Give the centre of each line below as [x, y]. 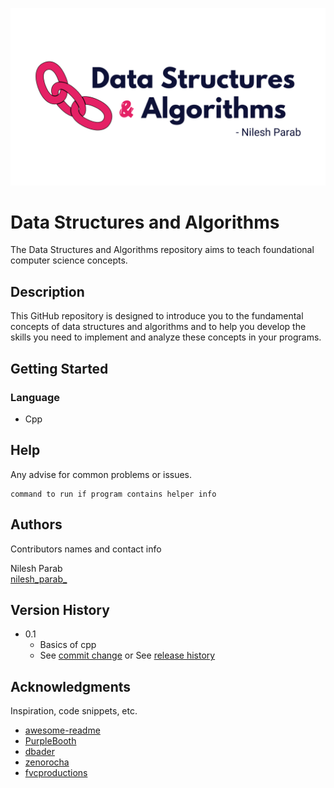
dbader [39, 752]
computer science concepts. [69, 260]
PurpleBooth [50, 741]
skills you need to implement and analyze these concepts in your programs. [166, 337]
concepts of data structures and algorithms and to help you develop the [158, 327]
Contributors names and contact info [86, 549]
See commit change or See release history [127, 655]
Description [47, 291]
